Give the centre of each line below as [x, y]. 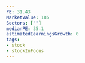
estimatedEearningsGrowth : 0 [42, 34]
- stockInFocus [25, 51]
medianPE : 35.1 [25, 28]
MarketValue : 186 [28, 17]
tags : [13, 40]
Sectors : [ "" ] [24, 23]
